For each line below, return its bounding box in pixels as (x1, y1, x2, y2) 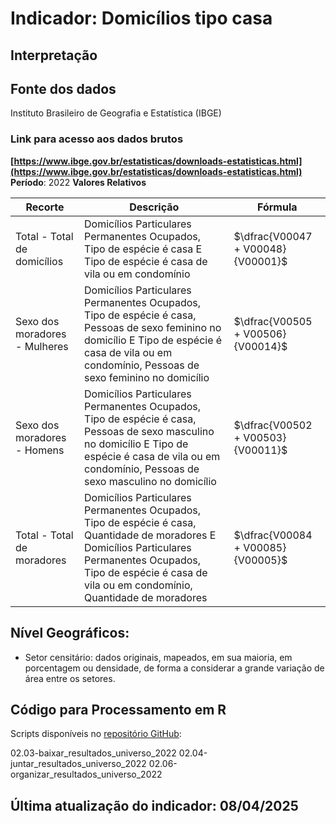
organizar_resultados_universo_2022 (10, 768, 163, 781)
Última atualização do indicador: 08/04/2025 (10, 797, 299, 814)
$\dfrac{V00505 (233, 314, 313, 328)
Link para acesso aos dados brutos (10, 132, 184, 146)
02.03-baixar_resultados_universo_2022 (10, 747, 177, 759)
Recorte (25, 200, 65, 214)
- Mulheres (15, 339, 69, 353)
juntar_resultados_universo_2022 (10, 758, 147, 770)
